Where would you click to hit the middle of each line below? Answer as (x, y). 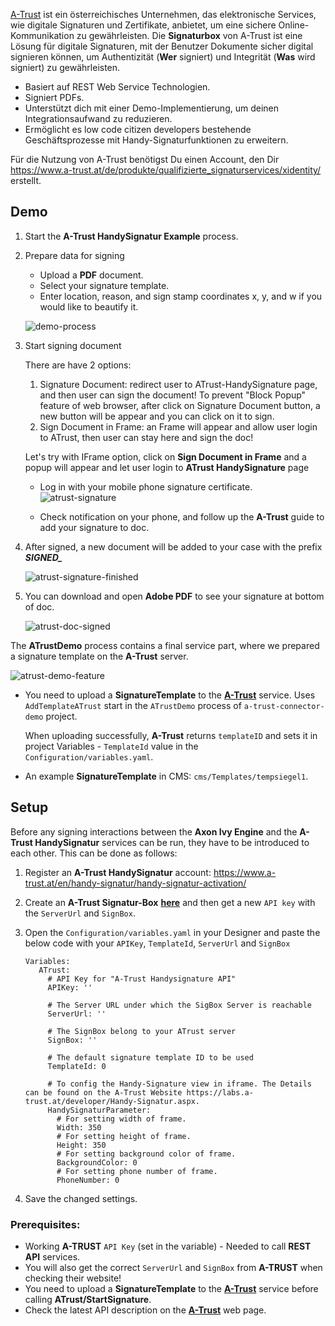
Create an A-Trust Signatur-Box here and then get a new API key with (170, 902)
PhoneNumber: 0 (88, 1180)
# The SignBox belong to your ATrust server (142, 1031)
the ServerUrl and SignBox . (80, 913)
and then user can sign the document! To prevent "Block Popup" (173, 395)
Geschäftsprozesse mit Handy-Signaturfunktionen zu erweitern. (156, 140)
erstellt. (26, 180)
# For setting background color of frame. (146, 1154)
